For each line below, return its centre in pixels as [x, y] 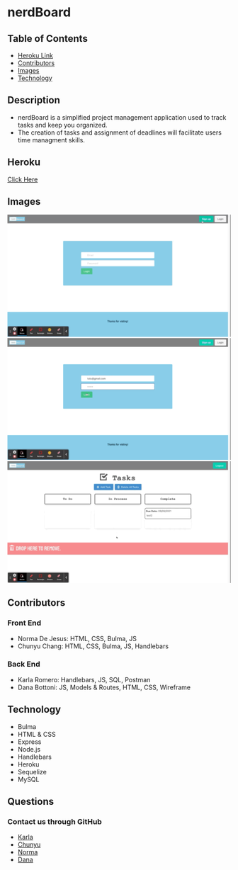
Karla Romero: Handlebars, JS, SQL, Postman [84, 679]
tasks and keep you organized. [62, 125]
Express [29, 742]
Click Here [23, 179]
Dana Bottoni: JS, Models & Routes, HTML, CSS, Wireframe [104, 687]
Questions [31, 802]
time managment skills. [51, 140]
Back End [24, 665]
